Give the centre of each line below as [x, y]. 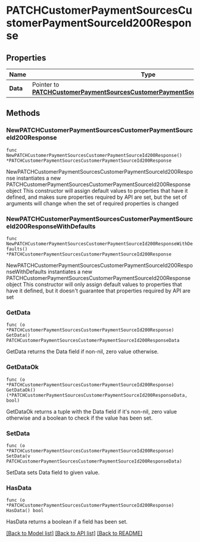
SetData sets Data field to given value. [53, 472]
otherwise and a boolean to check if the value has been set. [79, 418]
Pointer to [46, 84]
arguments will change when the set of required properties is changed [92, 203]
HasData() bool [25, 511]
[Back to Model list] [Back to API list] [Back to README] [74, 533]
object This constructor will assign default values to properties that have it [97, 190]
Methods [23, 113]
